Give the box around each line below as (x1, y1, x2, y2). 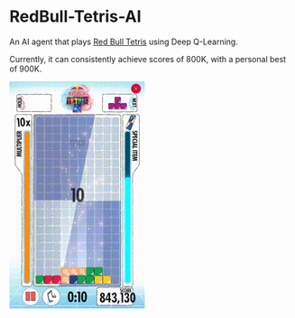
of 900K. (9, 63, 42, 74)
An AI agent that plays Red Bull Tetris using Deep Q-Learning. (9, 36, 239, 47)
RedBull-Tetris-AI (9, 6, 142, 27)
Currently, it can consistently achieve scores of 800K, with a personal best (9, 53, 287, 64)
